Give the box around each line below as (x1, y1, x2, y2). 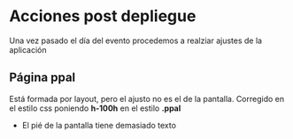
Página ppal (9, 70, 76, 85)
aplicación (9, 44, 47, 55)
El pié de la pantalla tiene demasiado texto (21, 120, 177, 130)
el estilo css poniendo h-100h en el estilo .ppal (9, 103, 181, 113)
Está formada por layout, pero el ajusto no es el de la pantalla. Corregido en (9, 93, 285, 104)
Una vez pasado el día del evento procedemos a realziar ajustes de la (9, 35, 263, 46)
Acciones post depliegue (9, 6, 197, 26)
